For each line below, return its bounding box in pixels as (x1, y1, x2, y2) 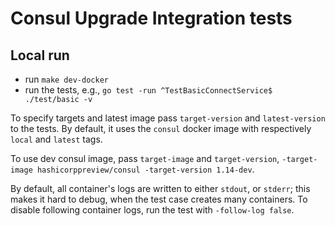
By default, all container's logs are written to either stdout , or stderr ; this (10, 183, 311, 194)
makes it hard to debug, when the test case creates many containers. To (10, 193, 308, 205)
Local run (10, 47, 70, 64)
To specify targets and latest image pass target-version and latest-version (10, 112, 326, 124)
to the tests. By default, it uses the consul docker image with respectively (10, 123, 312, 134)
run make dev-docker (24, 73, 109, 85)
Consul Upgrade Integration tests (10, 7, 293, 30)
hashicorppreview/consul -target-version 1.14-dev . (36, 163, 255, 175)
